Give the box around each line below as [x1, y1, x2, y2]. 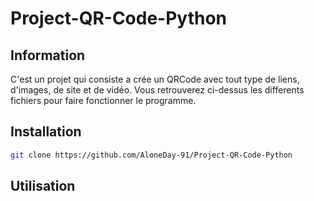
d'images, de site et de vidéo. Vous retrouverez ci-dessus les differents [10, 84, 305, 96]
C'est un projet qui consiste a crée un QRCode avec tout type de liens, [10, 73, 300, 85]
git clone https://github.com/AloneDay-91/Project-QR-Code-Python [10, 150, 293, 160]
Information [10, 47, 86, 64]
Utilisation [10, 178, 76, 195]
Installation [10, 123, 82, 141]
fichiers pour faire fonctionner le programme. [10, 95, 197, 106]
